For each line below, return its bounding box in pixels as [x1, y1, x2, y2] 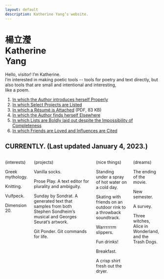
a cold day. [95, 185, 118, 190]
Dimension [5, 203, 27, 209]
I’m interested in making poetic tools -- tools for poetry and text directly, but [5, 77, 158, 83]
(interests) [5, 160, 26, 165]
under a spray [95, 174, 124, 180]
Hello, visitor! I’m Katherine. [5, 71, 61, 77]
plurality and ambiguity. [34, 184, 81, 189]
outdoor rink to [95, 204, 126, 210]
